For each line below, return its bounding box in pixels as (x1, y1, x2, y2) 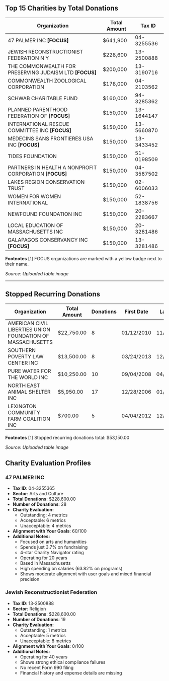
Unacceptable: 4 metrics (20, 523, 71, 529)
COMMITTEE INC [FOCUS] (8, 127, 71, 134)
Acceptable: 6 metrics (20, 517, 66, 523)
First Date (124, 308, 148, 315)
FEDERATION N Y (8, 54, 49, 61)
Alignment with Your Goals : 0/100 (12, 643, 84, 649)
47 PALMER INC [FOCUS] (8, 37, 69, 44)
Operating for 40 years (20, 654, 68, 660)
